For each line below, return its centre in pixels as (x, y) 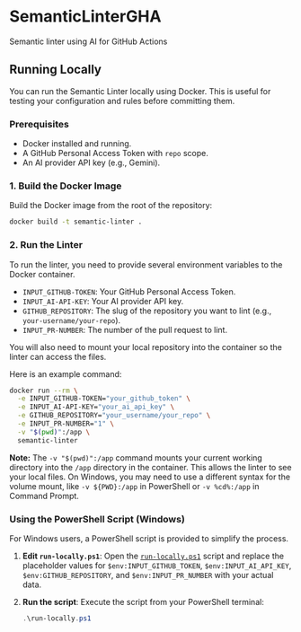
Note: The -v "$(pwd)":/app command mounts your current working (136, 457)
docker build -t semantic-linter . (76, 222)
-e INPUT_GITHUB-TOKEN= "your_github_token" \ (104, 399)
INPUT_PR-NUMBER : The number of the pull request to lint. (124, 329)
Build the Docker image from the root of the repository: (111, 206)
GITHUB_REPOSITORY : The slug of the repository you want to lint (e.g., (147, 311)
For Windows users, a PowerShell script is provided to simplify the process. (149, 538)
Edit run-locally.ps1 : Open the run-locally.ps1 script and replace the (153, 556)
